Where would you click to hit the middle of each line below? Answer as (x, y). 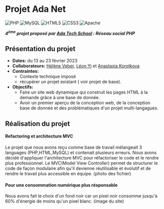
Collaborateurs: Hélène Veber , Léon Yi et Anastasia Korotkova (76, 66)
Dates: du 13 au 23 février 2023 (45, 61)
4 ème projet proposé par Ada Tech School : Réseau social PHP (70, 33)
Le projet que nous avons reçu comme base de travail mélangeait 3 (74, 147)
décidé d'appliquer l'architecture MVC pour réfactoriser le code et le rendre (82, 158)
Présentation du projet (40, 49)
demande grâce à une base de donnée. (60, 98)
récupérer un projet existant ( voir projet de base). (70, 82)
